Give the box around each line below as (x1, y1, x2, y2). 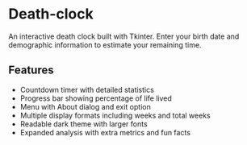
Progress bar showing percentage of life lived (19, 93, 172, 103)
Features (8, 64, 54, 77)
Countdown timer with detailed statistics (19, 85, 155, 94)
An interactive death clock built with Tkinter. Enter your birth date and (8, 31, 240, 41)
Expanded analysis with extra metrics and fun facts (19, 127, 191, 137)
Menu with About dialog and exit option (19, 101, 151, 111)
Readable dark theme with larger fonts (19, 118, 148, 129)
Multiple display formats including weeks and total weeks (19, 110, 211, 120)
